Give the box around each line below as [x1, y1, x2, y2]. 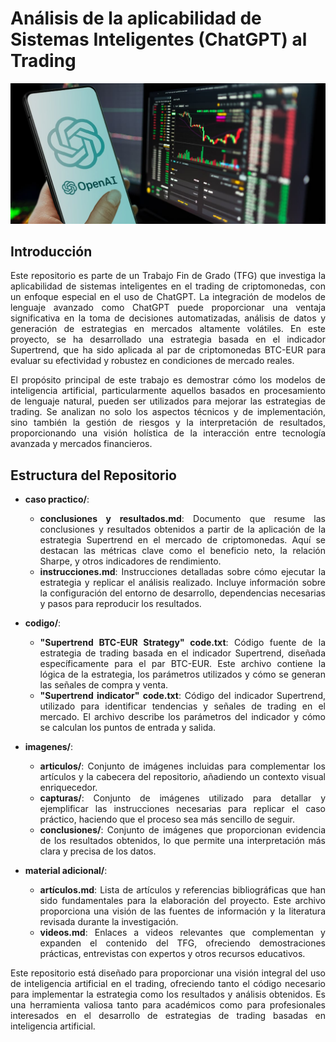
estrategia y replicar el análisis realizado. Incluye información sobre [39, 577, 326, 589]
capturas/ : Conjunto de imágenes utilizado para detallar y [39, 792, 326, 804]
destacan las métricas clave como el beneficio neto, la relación [39, 545, 326, 557]
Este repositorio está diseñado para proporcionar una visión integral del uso [10, 967, 326, 979]
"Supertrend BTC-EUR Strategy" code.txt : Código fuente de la [39, 637, 327, 649]
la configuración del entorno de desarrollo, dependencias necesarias [39, 587, 326, 599]
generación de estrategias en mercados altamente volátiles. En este [10, 323, 326, 335]
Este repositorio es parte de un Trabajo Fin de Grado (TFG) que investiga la [10, 270, 326, 282]
